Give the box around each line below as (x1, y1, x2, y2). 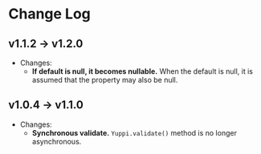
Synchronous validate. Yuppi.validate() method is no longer (31, 128, 237, 137)
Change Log (8, 5, 91, 23)
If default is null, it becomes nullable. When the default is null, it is (31, 67, 253, 76)
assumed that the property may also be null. (31, 75, 178, 84)
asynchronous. (31, 136, 82, 146)
